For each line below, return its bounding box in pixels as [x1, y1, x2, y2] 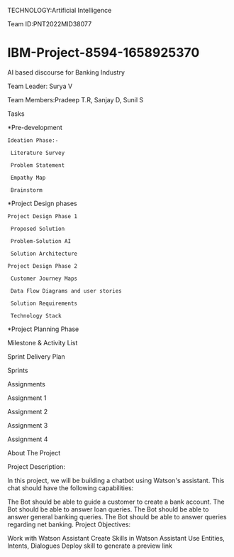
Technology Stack [10, 312, 62, 319]
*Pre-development [7, 123, 62, 131]
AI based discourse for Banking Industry [7, 67, 126, 77]
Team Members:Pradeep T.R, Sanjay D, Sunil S [7, 95, 144, 104]
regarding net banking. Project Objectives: [7, 520, 131, 529]
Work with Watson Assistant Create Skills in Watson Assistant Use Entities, [7, 534, 225, 542]
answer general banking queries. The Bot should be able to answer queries [7, 512, 227, 521]
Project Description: [7, 462, 66, 471]
